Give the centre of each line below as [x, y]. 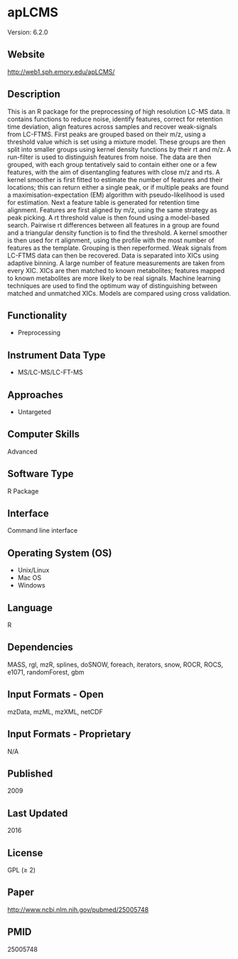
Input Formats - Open [56, 695]
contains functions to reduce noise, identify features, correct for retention [115, 119]
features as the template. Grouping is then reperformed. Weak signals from [117, 247]
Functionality [37, 316]
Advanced [22, 451]
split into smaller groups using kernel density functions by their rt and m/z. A [119, 149]
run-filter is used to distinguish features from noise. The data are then [109, 157]
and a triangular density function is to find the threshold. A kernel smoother [117, 232]
